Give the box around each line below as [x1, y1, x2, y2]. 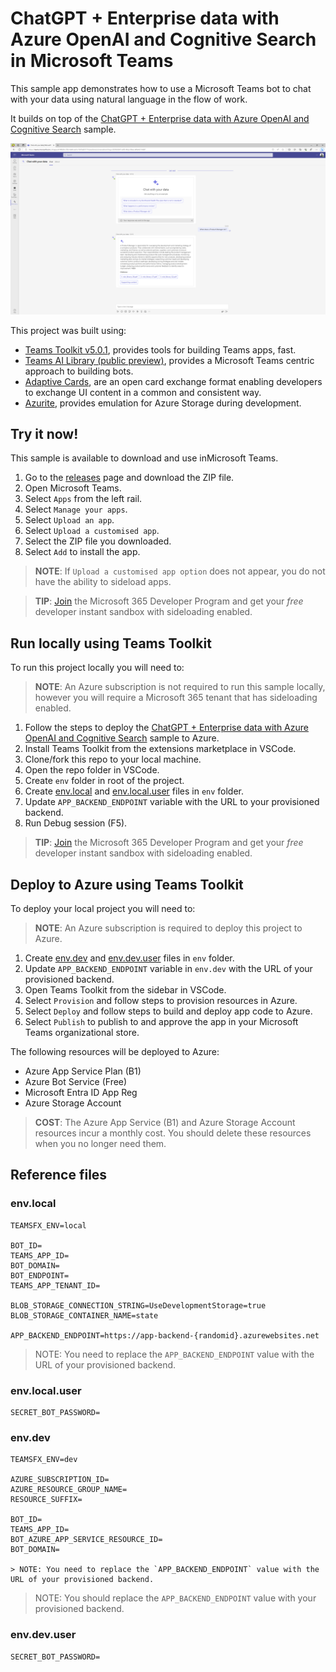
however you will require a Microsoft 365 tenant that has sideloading [34, 692, 318, 704]
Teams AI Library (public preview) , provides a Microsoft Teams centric [24, 354, 315, 366]
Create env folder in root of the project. [24, 775, 185, 787]
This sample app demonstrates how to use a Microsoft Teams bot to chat [10, 82, 312, 94]
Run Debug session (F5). [24, 817, 128, 829]
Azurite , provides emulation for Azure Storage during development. [24, 397, 302, 409]
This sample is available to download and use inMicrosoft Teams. [10, 452, 279, 464]
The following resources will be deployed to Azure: [10, 1046, 220, 1058]
